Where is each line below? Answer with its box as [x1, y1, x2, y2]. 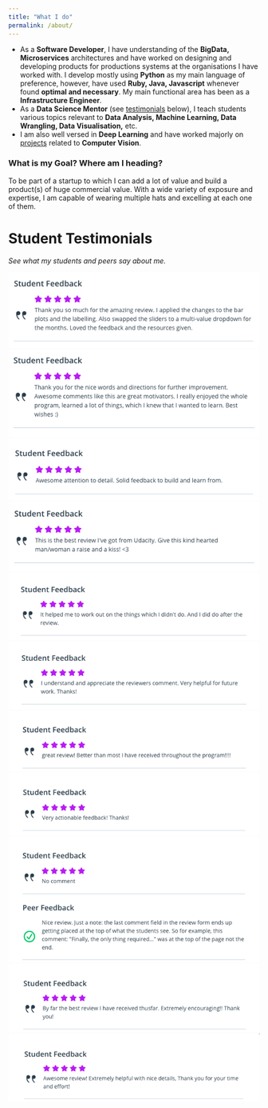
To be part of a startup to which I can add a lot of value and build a [8, 176, 227, 186]
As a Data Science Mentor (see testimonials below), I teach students [19, 104, 246, 114]
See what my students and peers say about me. [8, 256, 166, 266]
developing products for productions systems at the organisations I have [19, 61, 258, 71]
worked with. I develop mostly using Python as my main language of [19, 70, 246, 79]
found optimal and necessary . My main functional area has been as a [19, 86, 250, 96]
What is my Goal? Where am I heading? [8, 158, 164, 169]
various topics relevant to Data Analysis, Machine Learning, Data [19, 112, 237, 122]
